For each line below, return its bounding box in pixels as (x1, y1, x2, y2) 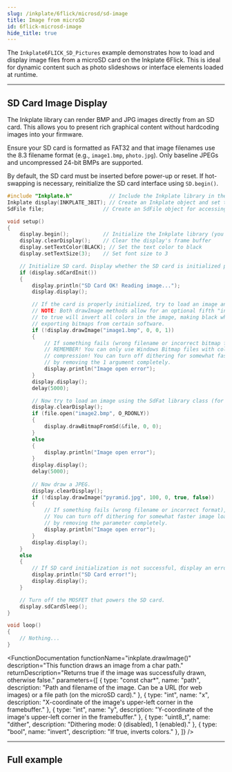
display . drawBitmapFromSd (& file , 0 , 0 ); (43, 423, 162, 430)
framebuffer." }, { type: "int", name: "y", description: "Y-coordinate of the (7, 705, 213, 714)
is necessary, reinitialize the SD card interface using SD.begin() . (37, 179, 219, 188)
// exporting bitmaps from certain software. (32, 320, 166, 327)
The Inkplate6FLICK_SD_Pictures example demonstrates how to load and (7, 49, 215, 57)
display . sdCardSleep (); (19, 603, 88, 610)
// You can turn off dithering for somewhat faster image (43, 514, 215, 520)
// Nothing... (19, 635, 60, 642)
